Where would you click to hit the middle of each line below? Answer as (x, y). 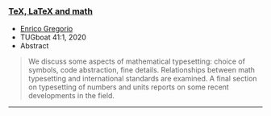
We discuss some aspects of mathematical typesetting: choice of (137, 61)
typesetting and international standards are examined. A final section (142, 79)
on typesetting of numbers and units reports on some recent (129, 87)
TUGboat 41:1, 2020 (53, 37)
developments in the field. (71, 96)
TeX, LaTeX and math (50, 11)
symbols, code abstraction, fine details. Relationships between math (142, 70)
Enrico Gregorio (46, 29)
